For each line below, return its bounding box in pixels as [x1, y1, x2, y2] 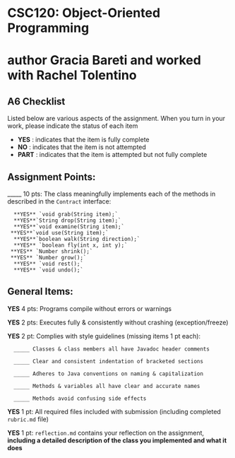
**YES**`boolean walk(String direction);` [13, 235, 140, 242]
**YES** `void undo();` [13, 266, 83, 274]
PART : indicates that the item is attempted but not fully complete [17, 151, 207, 159]
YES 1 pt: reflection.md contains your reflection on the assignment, [7, 428, 205, 437]
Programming [7, 20, 90, 36]
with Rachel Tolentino [7, 67, 137, 83]
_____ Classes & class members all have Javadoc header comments [13, 345, 210, 353]
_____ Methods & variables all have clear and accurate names [13, 382, 200, 389]
